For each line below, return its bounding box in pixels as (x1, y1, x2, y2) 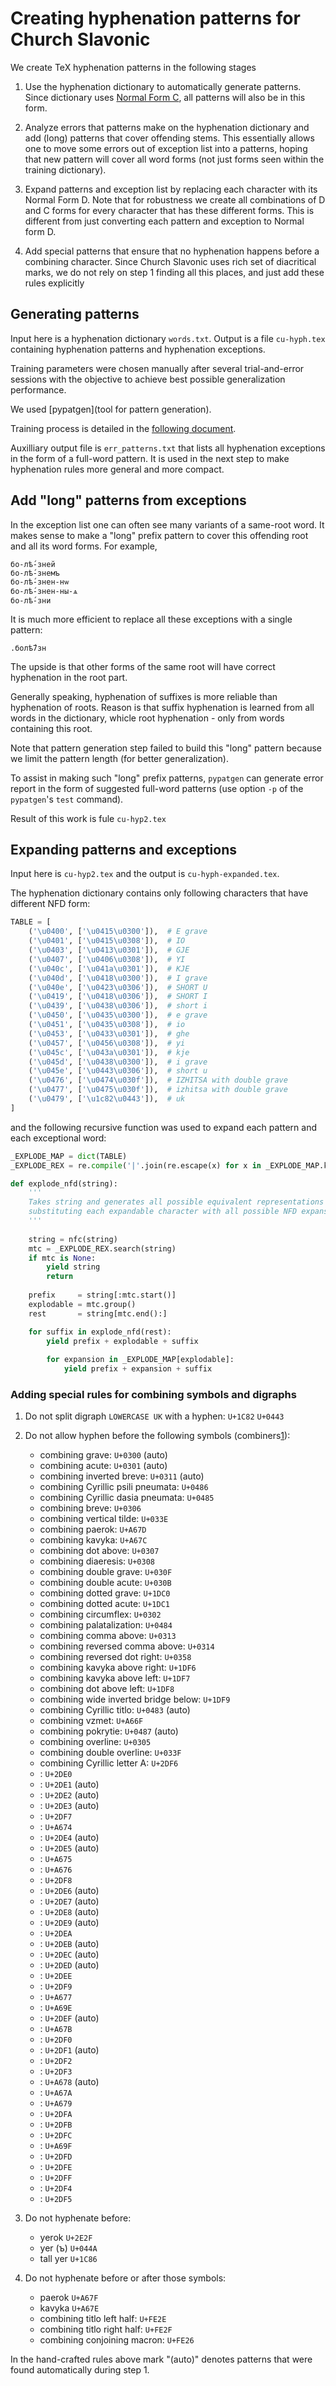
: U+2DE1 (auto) (39, 1778, 100, 1791)
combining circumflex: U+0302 (39, 1608, 162, 1621)
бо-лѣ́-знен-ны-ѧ (10, 586, 78, 596)
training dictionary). (24, 163, 107, 176)
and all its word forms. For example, (10, 540, 158, 552)
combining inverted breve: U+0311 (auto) (39, 1470, 205, 1482)
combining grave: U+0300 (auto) (39, 1449, 168, 1461)
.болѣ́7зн (10, 643, 47, 653)
